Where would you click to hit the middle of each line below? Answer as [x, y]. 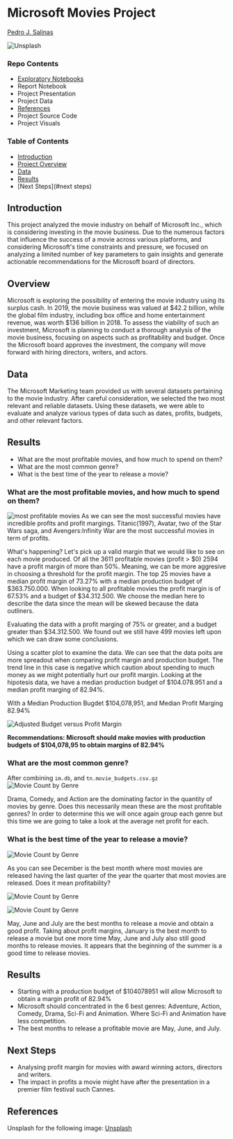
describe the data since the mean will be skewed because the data [103, 603]
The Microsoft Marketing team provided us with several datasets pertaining [115, 391]
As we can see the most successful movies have [151, 516]
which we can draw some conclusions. [63, 640]
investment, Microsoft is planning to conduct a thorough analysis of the [109, 330]
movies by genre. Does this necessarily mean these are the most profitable [115, 807]
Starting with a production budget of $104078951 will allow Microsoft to [120, 991]
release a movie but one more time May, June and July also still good [106, 938]
